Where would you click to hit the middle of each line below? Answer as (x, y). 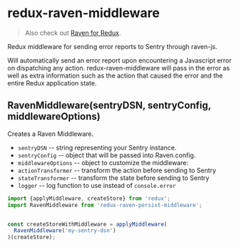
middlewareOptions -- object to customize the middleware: (103, 162)
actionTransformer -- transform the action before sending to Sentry (117, 170)
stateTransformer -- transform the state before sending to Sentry (113, 178)
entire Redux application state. (52, 83)
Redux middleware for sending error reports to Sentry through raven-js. (112, 46)
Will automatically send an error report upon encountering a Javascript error (119, 60)
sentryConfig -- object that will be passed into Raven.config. (107, 155)
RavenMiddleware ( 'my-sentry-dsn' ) (65, 231)
